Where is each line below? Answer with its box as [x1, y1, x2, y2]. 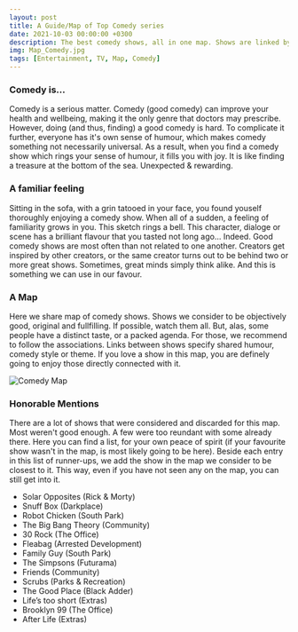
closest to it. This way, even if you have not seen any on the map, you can [9, 465, 279, 476]
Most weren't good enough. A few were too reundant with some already [9, 427, 272, 438]
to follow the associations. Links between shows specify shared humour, [9, 339, 275, 350]
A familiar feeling [9, 183, 85, 195]
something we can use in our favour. [9, 268, 143, 280]
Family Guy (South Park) [21, 548, 112, 559]
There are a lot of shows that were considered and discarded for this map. [9, 418, 281, 429]
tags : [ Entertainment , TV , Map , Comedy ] [9, 54, 161, 63]
